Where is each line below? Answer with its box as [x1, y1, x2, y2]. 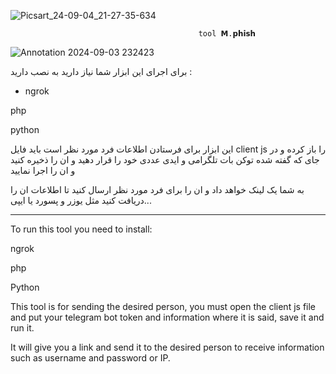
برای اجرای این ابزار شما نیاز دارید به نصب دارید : [10, 66, 193, 77]
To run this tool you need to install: [10, 223, 153, 235]
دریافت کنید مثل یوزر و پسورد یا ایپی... [10, 195, 152, 206]
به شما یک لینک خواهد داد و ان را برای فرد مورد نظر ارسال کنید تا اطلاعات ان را [10, 184, 305, 195]
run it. [10, 322, 35, 334]
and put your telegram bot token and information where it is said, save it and [10, 311, 325, 323]
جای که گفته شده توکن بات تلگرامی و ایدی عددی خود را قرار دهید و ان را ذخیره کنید [10, 154, 320, 165]
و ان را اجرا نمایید [10, 165, 76, 176]
